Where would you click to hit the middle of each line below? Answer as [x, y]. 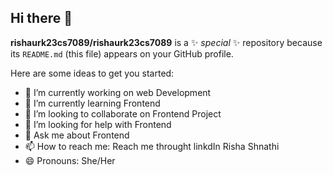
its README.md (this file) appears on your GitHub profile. [122, 53]
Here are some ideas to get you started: [92, 73]
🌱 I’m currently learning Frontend [92, 103]
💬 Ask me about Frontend [77, 135]
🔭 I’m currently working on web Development [118, 92]
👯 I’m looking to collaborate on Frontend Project [123, 113]
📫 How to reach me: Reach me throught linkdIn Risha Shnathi [152, 146]
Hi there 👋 [41, 18]
